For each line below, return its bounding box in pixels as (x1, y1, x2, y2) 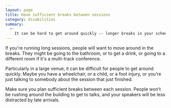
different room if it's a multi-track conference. (5, 56, 101, 61)
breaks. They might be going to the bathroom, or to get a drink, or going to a (5, 50, 165, 56)
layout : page (5, 7, 33, 13)
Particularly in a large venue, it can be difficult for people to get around (5, 65, 154, 71)
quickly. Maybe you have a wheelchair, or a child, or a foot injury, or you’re (5, 71, 161, 77)
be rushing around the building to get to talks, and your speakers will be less (5, 92, 165, 97)
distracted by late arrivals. (5, 97, 60, 103)
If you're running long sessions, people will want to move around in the (5, 45, 154, 51)
